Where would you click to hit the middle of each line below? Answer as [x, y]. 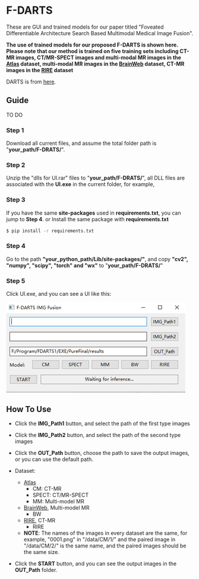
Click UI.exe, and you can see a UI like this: [59, 294]
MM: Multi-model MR [58, 501]
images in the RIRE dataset [40, 70]
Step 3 [16, 200]
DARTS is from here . [31, 82]
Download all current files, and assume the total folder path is [81, 143]
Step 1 [15, 130]
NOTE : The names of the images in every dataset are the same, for [105, 533]
